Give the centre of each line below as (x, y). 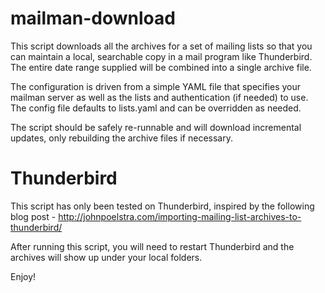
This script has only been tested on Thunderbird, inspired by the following (162, 206)
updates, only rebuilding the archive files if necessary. (121, 138)
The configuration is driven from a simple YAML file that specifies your (156, 86)
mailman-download (93, 18)
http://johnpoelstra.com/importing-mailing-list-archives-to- (180, 216)
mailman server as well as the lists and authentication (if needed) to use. (159, 97)
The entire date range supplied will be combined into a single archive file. (161, 67)
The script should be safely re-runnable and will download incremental (156, 127)
